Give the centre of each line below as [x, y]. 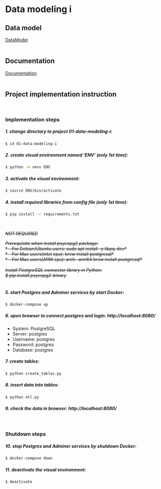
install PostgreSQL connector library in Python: [54, 270]
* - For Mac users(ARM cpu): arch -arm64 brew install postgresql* [74, 259]
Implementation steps [33, 119]
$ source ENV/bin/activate [33, 191]
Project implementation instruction [61, 94]
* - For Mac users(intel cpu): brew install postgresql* [60, 254]
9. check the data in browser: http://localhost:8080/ [61, 409]
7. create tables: [22, 361]
